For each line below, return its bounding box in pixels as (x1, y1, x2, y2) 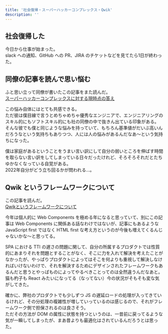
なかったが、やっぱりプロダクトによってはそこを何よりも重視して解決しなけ (5, 256, 163, 262)
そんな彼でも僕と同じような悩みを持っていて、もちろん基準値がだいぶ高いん (5, 125, 163, 131)
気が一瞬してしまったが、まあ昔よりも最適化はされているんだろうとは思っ (5, 317, 158, 323)
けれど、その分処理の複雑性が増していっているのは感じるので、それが (9, 298, 154, 304)
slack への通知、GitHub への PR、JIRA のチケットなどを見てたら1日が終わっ (5, 52, 162, 58)
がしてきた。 (5, 281, 32, 287)
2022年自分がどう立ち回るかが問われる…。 (5, 167, 94, 173)
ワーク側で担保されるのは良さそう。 (14, 304, 89, 310)
